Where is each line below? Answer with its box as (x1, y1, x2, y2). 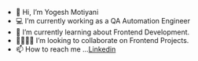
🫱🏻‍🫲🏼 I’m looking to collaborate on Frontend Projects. (15, 36, 189, 45)
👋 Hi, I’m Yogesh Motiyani (15, 8, 99, 16)
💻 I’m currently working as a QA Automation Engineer (15, 16, 191, 25)
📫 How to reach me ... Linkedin (15, 45, 116, 54)
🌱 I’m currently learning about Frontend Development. (15, 27, 190, 37)
